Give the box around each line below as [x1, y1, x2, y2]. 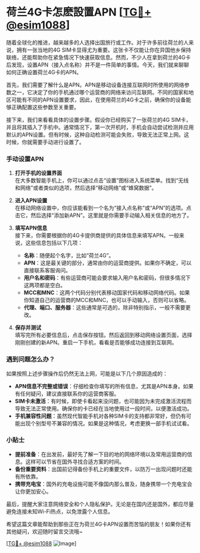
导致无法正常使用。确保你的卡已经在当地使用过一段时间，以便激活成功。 [14, 405, 192, 412]
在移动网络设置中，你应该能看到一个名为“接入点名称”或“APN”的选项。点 [14, 205, 192, 212]
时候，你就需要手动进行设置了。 [6, 138, 85, 146]
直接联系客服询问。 [23, 267, 71, 274]
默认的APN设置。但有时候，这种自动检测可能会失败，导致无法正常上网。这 [6, 131, 189, 138]
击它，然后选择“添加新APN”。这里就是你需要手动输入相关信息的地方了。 [14, 212, 192, 219]
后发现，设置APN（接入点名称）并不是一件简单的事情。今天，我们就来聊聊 [6, 61, 189, 68]
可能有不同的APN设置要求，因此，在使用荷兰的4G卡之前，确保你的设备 [11, 96, 186, 103]
